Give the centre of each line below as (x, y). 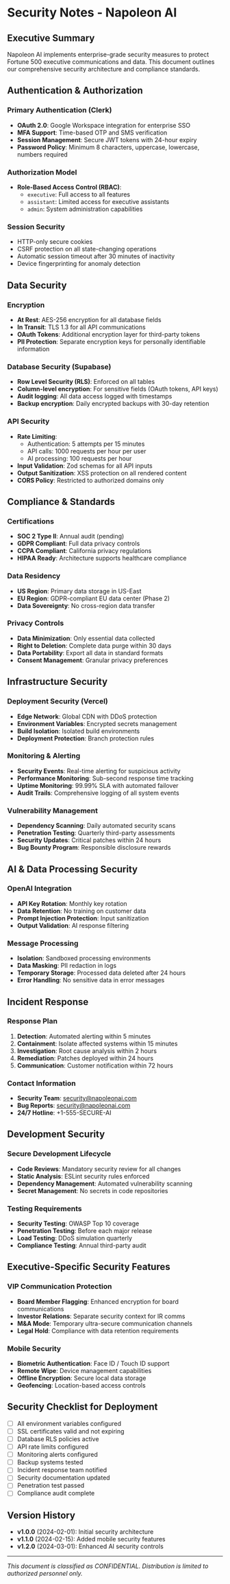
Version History (41, 1515)
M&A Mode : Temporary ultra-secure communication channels (105, 1323)
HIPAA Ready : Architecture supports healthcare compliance (102, 558)
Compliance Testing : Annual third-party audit (81, 1245)
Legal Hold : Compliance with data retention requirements (98, 1331)
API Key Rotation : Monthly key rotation (72, 903)
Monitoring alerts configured (57, 1455)
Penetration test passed (51, 1486)
